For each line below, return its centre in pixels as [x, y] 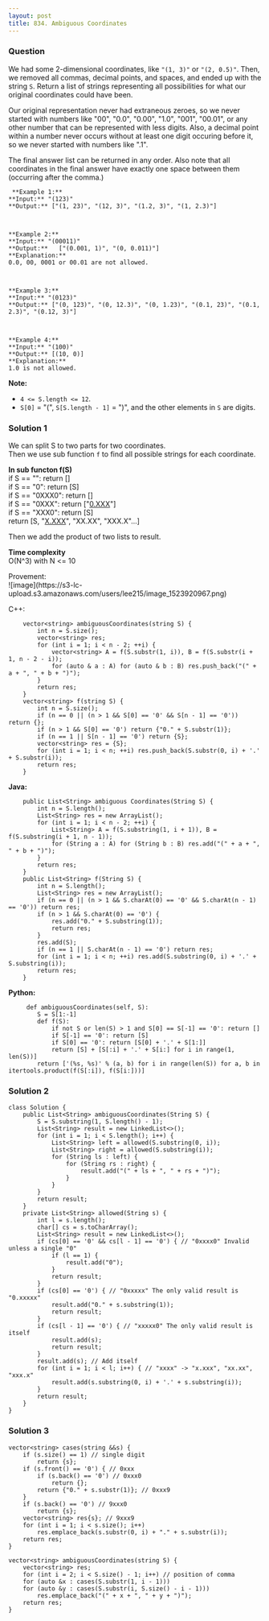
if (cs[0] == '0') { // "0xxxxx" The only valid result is [138, 1291]
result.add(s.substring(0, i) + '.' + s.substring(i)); [147, 1383]
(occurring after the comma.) [56, 177]
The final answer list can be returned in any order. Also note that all [119, 160]
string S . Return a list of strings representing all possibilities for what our [127, 86]
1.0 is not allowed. [43, 368]
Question [27, 52]
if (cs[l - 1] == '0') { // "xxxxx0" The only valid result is [145, 1326]
